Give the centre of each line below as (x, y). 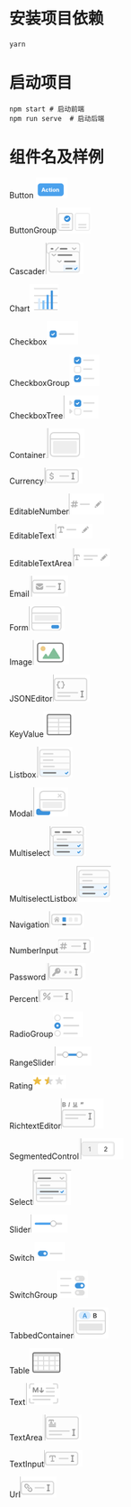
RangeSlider (32, 1062)
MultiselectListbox (43, 898)
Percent (24, 998)
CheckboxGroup (39, 382)
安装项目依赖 (57, 18)
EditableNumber (39, 511)
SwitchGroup (34, 1294)
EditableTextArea (41, 563)
